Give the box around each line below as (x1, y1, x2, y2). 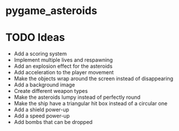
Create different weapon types (13, 88, 88, 95)
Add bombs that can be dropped (13, 119, 93, 126)
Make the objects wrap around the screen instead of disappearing (13, 75, 174, 82)
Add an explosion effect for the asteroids (13, 63, 113, 70)
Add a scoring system (13, 50, 67, 57)
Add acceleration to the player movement (13, 69, 114, 76)
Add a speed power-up (13, 112, 70, 119)
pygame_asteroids (5, 4, 98, 18)
